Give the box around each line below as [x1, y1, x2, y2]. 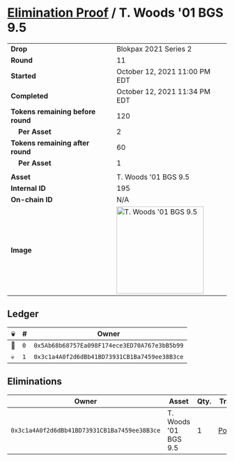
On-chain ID [10, 194, 53, 204]
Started [10, 71, 36, 81]
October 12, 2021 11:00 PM [116, 66, 211, 76]
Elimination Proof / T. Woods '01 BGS [7, 5, 224, 21]
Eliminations [7, 376, 63, 387]
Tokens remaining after [10, 138, 90, 148]
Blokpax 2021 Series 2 [116, 44, 192, 54]
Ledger [7, 308, 39, 320]
